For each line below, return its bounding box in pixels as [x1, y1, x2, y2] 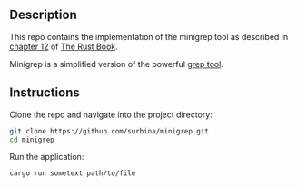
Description [9, 7, 77, 23]
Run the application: [9, 152, 84, 162]
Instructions [9, 85, 80, 101]
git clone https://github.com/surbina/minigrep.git [9, 126, 209, 135]
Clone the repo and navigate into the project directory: [9, 109, 213, 120]
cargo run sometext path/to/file [9, 169, 136, 178]
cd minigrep [9, 135, 54, 144]
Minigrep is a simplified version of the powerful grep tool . [9, 58, 224, 69]
